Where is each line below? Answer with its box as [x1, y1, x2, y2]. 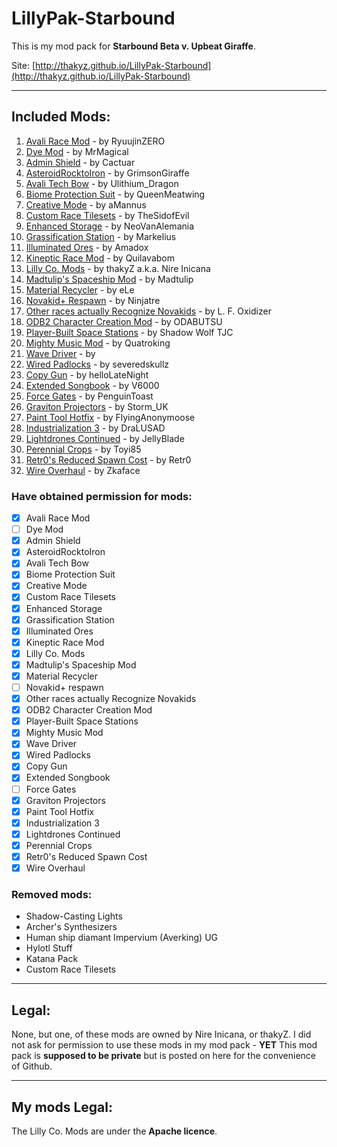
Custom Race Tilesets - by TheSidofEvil [25, 209, 190, 221]
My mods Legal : [11, 1098, 113, 1116]
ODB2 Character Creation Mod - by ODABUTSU [25, 315, 223, 327]
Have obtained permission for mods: [11, 489, 193, 503]
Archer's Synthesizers [25, 921, 118, 933]
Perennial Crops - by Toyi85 [25, 443, 142, 455]
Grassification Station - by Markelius [25, 230, 177, 242]
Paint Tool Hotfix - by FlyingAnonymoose [25, 411, 196, 423]
